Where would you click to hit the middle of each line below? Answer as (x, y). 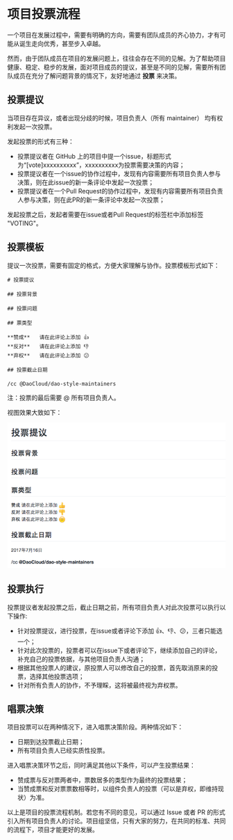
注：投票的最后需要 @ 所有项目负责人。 (63, 397)
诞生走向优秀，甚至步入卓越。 (62, 43)
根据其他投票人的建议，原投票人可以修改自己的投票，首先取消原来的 (114, 667)
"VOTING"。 (25, 223)
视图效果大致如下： (35, 412)
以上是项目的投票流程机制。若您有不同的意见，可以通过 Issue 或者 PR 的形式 (116, 812)
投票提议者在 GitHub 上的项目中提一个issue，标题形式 (94, 156)
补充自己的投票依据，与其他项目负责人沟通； (81, 659)
